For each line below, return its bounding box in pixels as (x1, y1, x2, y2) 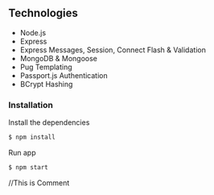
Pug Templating (19, 62, 72, 72)
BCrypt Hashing (19, 79, 73, 89)
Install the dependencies (8, 118, 90, 127)
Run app (8, 147, 36, 157)
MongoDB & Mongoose (19, 53, 98, 63)
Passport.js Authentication (19, 70, 108, 80)
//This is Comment (8, 177, 70, 188)
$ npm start (8, 163, 48, 172)
